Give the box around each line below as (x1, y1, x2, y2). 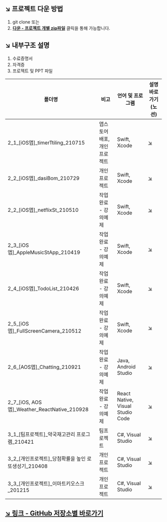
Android (117, 363, 136, 370)
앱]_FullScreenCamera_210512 (7, 327, 82, 334)
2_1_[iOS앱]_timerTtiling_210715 (7, 139, 85, 146)
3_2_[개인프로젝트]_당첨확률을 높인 (7, 455, 86, 462)
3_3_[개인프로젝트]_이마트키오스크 (7, 480, 84, 487)
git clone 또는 (12, 19, 40, 25)
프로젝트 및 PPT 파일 (12, 68, 53, 74)
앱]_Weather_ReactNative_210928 (7, 406, 89, 413)
